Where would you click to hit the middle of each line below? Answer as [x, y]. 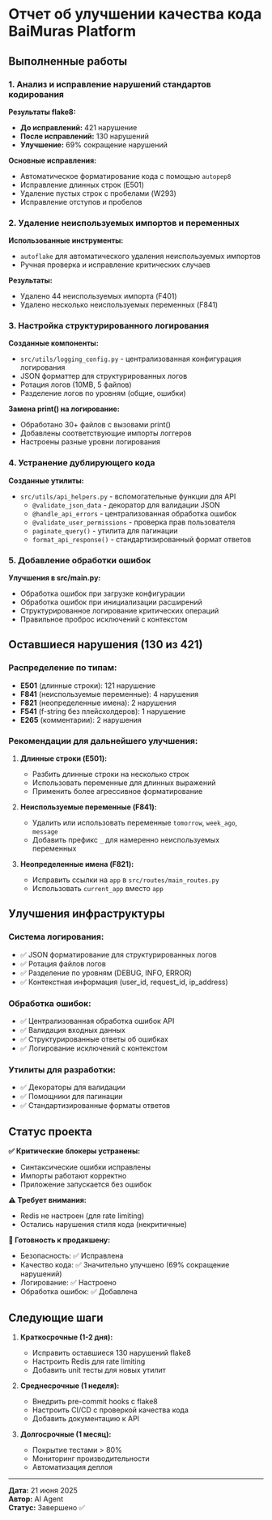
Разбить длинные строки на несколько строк [110, 775]
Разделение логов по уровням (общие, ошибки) [103, 393]
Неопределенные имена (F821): [77, 864]
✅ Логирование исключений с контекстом [93, 1048]
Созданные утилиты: [46, 480]
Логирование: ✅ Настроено [68, 1283]
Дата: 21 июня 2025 [43, 1490]
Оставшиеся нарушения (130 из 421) [106, 645]
